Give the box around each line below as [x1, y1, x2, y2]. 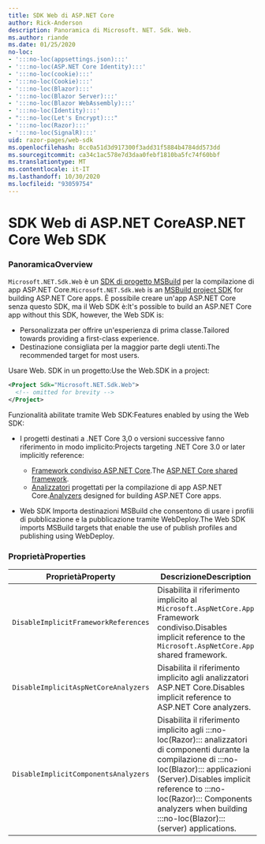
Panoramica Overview [8, 258, 93, 270]
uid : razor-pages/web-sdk [8, 136, 93, 144]
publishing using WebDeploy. [19, 531, 115, 541]
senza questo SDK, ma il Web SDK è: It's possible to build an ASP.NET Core [8, 302, 252, 311]
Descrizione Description [160, 571, 252, 582]
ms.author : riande [8, 33, 69, 42]
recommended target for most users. [19, 351, 140, 360]
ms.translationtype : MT [8, 158, 87, 166]
